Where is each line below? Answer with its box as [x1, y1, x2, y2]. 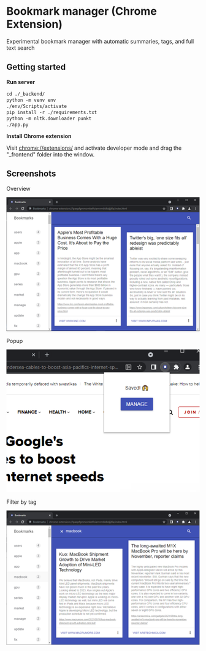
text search [6, 44, 35, 52]
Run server [6, 78, 36, 85]
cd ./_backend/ [6, 91, 45, 97]
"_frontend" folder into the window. [6, 150, 95, 158]
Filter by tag [6, 498, 37, 506]
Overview [6, 185, 31, 192]
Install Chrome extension [6, 132, 72, 139]
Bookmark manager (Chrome [6, 4, 158, 18]
